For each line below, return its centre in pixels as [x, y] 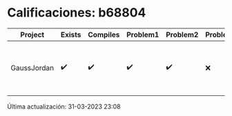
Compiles [104, 35]
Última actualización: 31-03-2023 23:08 [64, 106]
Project [32, 35]
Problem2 [182, 35]
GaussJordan [32, 68]
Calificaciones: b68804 [77, 13]
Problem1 [143, 35]
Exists [71, 35]
